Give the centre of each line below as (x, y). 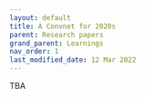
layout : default (40, 18)
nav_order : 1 (34, 52)
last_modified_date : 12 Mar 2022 (73, 60)
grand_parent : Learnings (57, 43)
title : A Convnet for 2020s (63, 26)
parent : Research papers (57, 34)
